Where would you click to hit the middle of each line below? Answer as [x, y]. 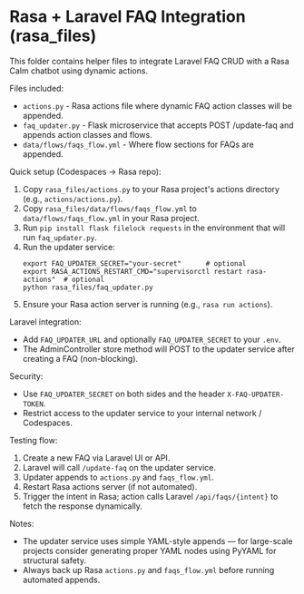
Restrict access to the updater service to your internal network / [142, 413]
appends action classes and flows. [87, 134]
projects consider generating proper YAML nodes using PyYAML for [149, 550]
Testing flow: [34, 440]
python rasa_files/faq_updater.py [88, 287]
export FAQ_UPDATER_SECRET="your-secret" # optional [134, 263]
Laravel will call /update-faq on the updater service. [119, 467]
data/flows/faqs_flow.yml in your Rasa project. [111, 218]
